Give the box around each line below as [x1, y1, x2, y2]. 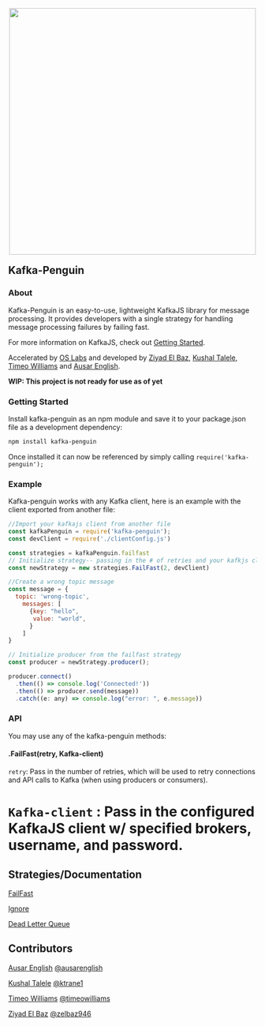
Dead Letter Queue [8, 919, 70, 929]
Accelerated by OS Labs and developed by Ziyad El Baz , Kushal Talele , [8, 353, 238, 362]
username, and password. [8, 837, 184, 855]
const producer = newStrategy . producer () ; [8, 658, 150, 666]
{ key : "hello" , [28, 607, 80, 615]
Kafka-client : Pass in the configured [8, 803, 255, 821]
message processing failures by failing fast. [8, 322, 150, 331]
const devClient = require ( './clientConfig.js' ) [8, 534, 171, 543]
